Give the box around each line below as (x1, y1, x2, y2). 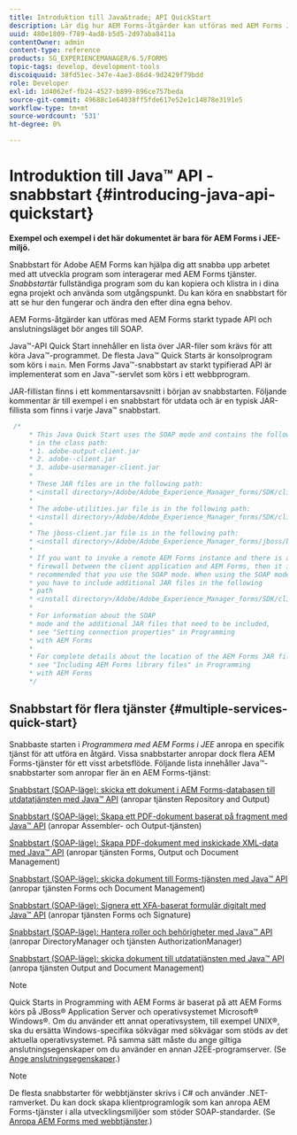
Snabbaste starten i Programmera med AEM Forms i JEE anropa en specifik (9, 738, 285, 749)
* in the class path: (28, 438, 109, 447)
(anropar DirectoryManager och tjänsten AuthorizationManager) (9, 936, 243, 946)
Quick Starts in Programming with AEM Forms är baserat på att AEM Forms (9, 997, 282, 1008)
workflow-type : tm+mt (9, 104, 89, 112)
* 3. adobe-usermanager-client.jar (28, 463, 161, 472)
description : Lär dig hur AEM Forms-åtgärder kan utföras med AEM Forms (9, 21, 283, 30)
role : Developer (9, 79, 69, 88)
